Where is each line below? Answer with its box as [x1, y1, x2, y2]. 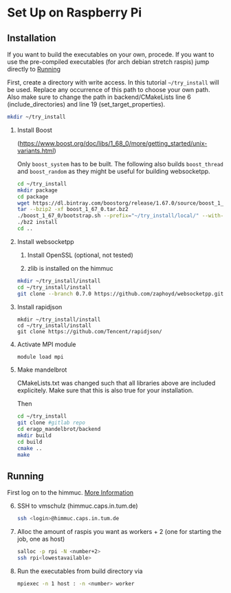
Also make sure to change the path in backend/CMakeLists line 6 [7, 93, 191, 101]
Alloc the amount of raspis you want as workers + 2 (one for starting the [16, 528, 222, 536]
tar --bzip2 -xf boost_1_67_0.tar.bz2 [16, 206, 129, 213]
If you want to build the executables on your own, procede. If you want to [7, 50, 214, 58]
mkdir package [16, 187, 58, 194]
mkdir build [16, 432, 52, 439]
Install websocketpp [16, 237, 74, 245]
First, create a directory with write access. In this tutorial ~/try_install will [7, 78, 219, 87]
